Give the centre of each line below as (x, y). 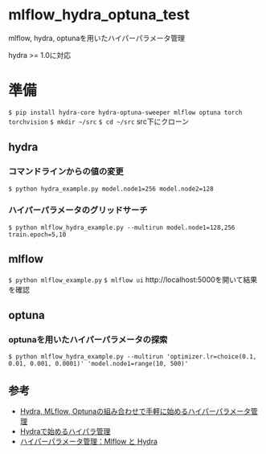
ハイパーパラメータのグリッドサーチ (78, 211)
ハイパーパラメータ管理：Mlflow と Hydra (89, 442)
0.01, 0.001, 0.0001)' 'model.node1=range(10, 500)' (98, 364)
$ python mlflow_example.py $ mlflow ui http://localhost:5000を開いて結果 (133, 280)
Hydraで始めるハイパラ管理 (65, 432)
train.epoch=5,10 (37, 235)
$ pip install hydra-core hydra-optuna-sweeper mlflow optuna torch (125, 112)
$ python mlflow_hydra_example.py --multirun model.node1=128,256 (122, 227)
